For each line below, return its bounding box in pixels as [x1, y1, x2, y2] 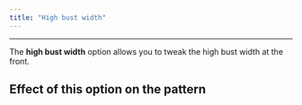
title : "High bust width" [9, 13, 106, 22]
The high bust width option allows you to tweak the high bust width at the [9, 46, 284, 57]
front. [9, 56, 30, 66]
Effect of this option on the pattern [9, 82, 207, 97]
